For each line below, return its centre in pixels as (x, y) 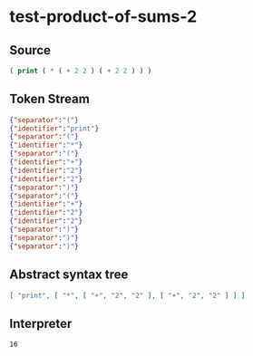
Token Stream (50, 99)
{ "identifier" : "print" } (54, 129)
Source (30, 50)
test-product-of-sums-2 (103, 17)
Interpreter (41, 323)
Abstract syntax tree (69, 275)
